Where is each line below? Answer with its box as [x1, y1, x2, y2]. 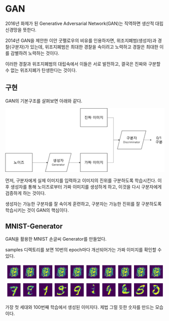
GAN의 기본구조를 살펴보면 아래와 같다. [5, 98, 82, 104]
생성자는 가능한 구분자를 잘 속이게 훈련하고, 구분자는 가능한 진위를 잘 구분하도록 [5, 201, 162, 207]
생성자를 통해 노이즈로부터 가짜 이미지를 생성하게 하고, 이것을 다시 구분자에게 [10, 184, 162, 190]
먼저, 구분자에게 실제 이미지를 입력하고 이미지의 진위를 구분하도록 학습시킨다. [5, 177, 157, 184]
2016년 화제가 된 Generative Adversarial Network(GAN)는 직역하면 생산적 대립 [5, 20, 163, 26]
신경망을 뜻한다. [5, 26, 37, 33]
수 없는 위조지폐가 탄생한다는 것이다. [5, 67, 77, 73]
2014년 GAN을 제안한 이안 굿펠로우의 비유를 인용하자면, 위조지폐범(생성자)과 [5, 37, 157, 43]
